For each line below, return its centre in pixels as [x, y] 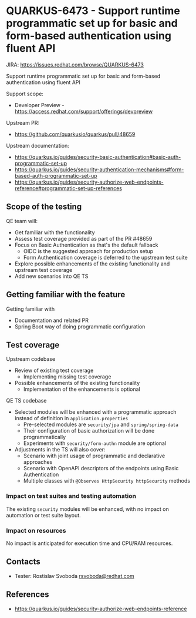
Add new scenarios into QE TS [51, 276]
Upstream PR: [23, 122]
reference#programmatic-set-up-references [68, 188]
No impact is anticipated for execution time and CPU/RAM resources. [89, 543]
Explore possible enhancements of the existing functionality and [92, 264]
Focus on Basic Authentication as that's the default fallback [86, 245]
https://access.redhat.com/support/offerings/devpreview [84, 111]
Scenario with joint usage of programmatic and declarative [94, 456]
